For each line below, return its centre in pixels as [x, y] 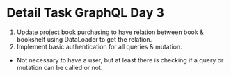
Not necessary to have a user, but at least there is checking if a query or [120, 60]
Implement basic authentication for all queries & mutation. [99, 46]
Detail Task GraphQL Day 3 [85, 13]
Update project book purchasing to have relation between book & [110, 32]
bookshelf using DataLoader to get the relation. [84, 39]
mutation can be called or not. [59, 67]
